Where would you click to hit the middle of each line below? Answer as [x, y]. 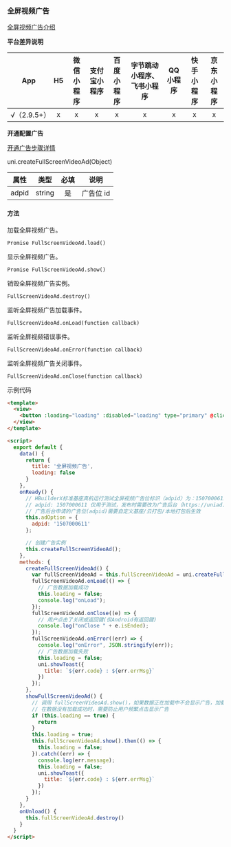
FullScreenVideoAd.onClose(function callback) [75, 376]
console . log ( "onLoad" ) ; [72, 600]
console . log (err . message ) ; [76, 760]
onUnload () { [38, 811]
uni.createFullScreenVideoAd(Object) [60, 162]
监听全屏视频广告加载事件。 [46, 310]
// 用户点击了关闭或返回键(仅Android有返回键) [97, 620]
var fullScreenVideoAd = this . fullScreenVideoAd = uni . [113, 575]
